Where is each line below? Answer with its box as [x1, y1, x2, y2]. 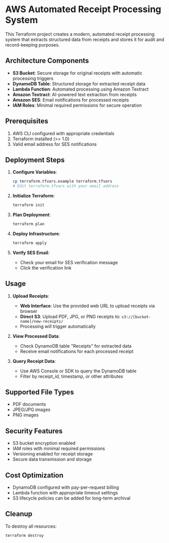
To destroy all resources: [5, 523, 57, 529]
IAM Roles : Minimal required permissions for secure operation [12, 102, 142, 108]
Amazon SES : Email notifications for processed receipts [12, 97, 129, 103]
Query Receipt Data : [12, 358, 57, 364]
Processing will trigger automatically [20, 323, 96, 329]
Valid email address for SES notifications [12, 141, 97, 147]
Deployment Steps [5, 155, 65, 164]
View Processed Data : [12, 333, 60, 339]
